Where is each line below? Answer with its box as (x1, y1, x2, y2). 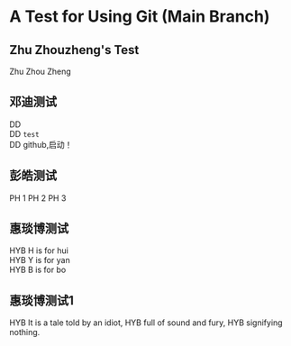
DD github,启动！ (9, 139, 73, 150)
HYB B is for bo (9, 264, 67, 276)
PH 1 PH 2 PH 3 (9, 192, 67, 204)
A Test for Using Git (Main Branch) (9, 6, 270, 27)
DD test (9, 128, 40, 139)
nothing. (9, 327, 41, 338)
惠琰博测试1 (9, 293, 75, 308)
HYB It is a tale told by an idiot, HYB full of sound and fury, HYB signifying (9, 317, 283, 328)
